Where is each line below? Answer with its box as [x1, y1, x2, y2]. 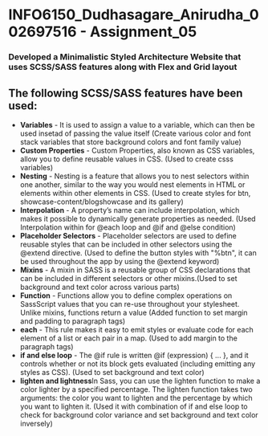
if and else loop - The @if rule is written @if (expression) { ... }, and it [19, 350, 249, 360]
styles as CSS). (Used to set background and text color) [19, 367, 205, 377]
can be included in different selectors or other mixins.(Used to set [19, 273, 238, 283]
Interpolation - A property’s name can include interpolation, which [19, 205, 240, 214]
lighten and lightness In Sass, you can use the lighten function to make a [19, 376, 261, 385]
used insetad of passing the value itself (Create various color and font [19, 128, 251, 138]
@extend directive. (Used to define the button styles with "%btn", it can [19, 247, 257, 258]
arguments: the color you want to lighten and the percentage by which [19, 393, 253, 402]
